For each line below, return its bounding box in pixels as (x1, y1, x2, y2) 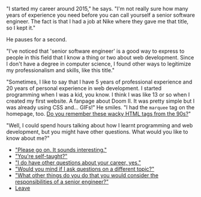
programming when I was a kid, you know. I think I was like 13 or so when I (6, 91, 190, 98)
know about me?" (6, 135, 50, 142)
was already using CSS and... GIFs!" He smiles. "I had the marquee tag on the (6, 104, 195, 111)
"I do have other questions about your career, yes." (14, 159, 141, 166)
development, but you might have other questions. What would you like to (6, 129, 188, 135)
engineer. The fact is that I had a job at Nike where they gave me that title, (6, 18, 189, 25)
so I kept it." (6, 24, 36, 31)
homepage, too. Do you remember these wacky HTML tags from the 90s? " (6, 111, 191, 117)
